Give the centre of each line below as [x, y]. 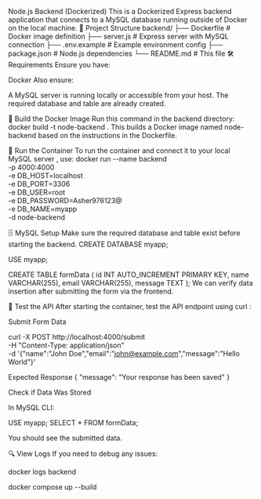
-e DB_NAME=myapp [43, 209]
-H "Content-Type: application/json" [66, 345]
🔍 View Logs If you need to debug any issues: [83, 453]
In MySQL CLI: [31, 408]
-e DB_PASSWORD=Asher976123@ [65, 200]
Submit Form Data [37, 322]
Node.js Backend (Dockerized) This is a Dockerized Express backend [120, 11]
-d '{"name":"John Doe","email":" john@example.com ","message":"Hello [124, 353]
